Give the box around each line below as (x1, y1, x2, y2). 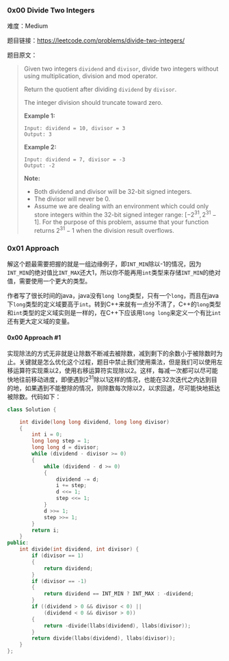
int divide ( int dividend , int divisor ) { (19, 546, 139, 553)
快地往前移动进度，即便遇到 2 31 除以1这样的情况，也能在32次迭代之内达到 (7, 374, 212, 384)
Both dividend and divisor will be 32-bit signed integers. (33, 188, 192, 196)
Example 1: (23, 112, 56, 120)
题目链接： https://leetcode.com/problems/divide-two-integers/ (7, 36, 185, 45)
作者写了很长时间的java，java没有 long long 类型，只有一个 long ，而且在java (7, 291, 219, 299)
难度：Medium (7, 22, 49, 30)
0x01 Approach (7, 243, 59, 253)
